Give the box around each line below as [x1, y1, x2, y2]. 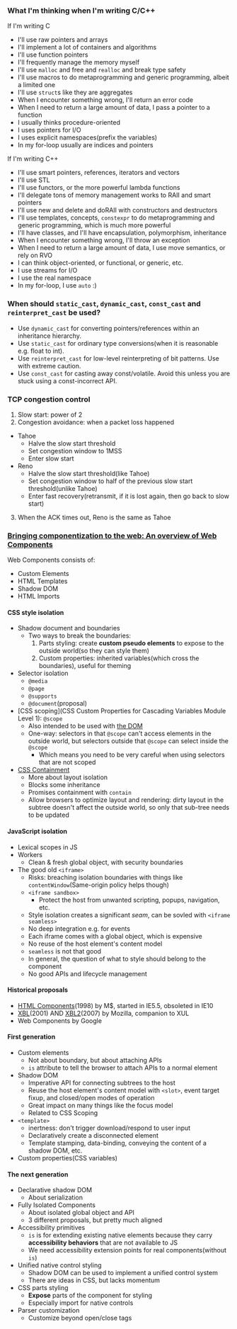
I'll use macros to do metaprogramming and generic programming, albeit [17, 73, 230, 81]
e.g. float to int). [17, 346, 65, 355]
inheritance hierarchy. [17, 332, 81, 340]
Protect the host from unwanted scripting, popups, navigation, [38, 895, 221, 904]
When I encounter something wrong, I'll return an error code [17, 96, 194, 104]
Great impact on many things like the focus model [28, 1101, 173, 1109]
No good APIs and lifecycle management [28, 969, 147, 978]
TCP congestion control [7, 394, 91, 404]
